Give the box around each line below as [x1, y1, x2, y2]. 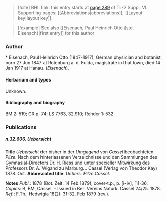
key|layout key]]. [17, 15, 53, 21]
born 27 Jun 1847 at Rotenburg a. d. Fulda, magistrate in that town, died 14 [5, 60, 161, 66]
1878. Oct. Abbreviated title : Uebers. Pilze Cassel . [5, 170, 110, 176]
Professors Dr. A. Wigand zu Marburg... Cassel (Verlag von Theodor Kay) [5, 165, 158, 171]
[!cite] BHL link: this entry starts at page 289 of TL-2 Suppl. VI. [17, 5, 148, 10]
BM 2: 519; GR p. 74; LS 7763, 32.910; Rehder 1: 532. [5, 111, 115, 117]
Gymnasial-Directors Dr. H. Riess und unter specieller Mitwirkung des [5, 159, 150, 166]
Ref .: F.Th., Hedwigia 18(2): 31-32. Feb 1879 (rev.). [5, 191, 110, 197]
